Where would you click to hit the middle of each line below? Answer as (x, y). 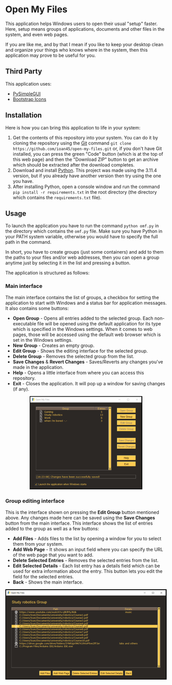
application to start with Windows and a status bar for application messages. (86, 303)
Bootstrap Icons (29, 99)
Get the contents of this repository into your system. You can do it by (85, 137)
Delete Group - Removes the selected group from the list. (73, 356)
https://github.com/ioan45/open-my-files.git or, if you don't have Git (87, 148)
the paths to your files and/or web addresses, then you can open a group (82, 258)
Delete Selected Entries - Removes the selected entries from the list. (85, 560)
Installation (24, 116)
